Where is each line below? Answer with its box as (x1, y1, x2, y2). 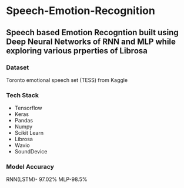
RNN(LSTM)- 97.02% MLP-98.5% (6, 176, 88, 183)
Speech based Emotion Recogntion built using (6, 28, 179, 37)
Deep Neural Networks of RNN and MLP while (6, 36, 176, 46)
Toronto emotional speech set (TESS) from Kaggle (6, 76, 128, 83)
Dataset (6, 63, 29, 71)
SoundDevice (14, 148, 48, 155)
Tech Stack (6, 91, 39, 99)
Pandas (14, 117, 34, 124)
